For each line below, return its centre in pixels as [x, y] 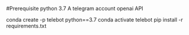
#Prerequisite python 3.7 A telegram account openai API [75, 8]
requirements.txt [26, 26]
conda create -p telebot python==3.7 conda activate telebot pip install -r [94, 20]
